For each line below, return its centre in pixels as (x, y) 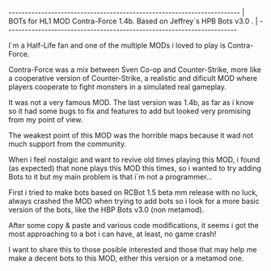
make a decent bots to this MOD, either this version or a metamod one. (126, 258)
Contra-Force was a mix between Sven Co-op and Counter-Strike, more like (135, 70)
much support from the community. (68, 144)
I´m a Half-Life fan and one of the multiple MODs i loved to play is (117, 45)
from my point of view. (46, 120)
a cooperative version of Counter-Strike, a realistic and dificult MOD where (133, 78)
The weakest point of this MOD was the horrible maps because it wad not (131, 135)
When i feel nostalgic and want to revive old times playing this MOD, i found (134, 159)
